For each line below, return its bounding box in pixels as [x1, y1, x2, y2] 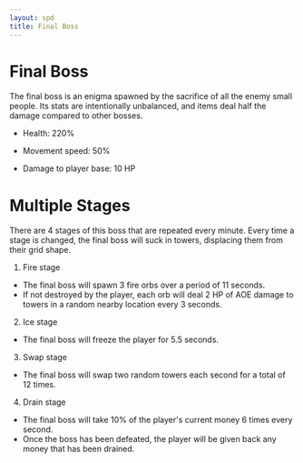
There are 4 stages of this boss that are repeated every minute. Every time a [9, 225, 295, 237]
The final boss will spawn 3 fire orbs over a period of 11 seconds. [22, 279, 266, 291]
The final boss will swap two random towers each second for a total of [22, 369, 286, 380]
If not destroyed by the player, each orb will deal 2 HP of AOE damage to [22, 289, 294, 300]
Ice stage [22, 317, 58, 327]
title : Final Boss [9, 22, 79, 31]
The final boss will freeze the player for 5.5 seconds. [22, 334, 220, 346]
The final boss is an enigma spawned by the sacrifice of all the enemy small [9, 91, 293, 102]
